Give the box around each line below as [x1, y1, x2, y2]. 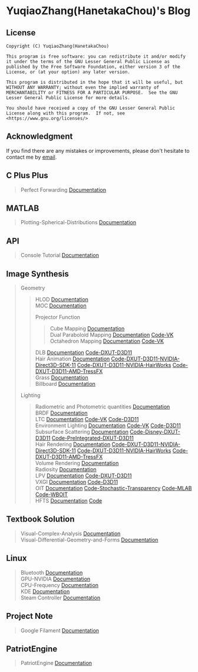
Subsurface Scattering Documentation [35, 428, 128, 435]
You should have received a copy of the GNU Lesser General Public [6, 105, 176, 111]
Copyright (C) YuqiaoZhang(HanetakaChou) [6, 43, 110, 49]
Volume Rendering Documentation [35, 460, 119, 467]
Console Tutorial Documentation [20, 252, 99, 259]
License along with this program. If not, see [6, 110, 126, 116]
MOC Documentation [35, 302, 87, 309]
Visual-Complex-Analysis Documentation [20, 530, 121, 537]
